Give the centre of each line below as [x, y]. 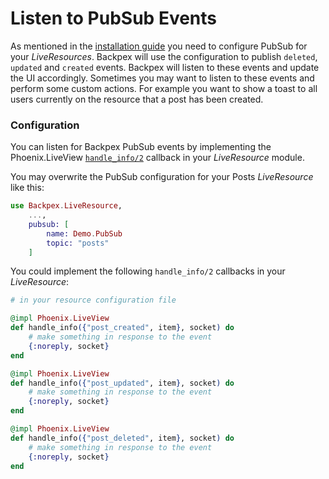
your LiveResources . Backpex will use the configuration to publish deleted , [164, 56]
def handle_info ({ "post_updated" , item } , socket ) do [122, 383]
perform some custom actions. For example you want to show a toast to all [164, 88]
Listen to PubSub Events [114, 18]
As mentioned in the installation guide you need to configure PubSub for [159, 46]
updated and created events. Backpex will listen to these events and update [165, 67]
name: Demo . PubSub [84, 233]
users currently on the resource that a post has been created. [137, 99]
